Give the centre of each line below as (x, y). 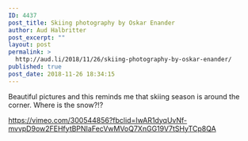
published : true (35, 67)
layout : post (30, 45)
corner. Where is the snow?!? (56, 105)
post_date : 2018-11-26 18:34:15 (61, 74)
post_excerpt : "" (37, 37)
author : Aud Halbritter (48, 30)
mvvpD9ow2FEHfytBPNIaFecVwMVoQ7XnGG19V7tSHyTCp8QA (112, 128)
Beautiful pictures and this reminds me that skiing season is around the (124, 96)
